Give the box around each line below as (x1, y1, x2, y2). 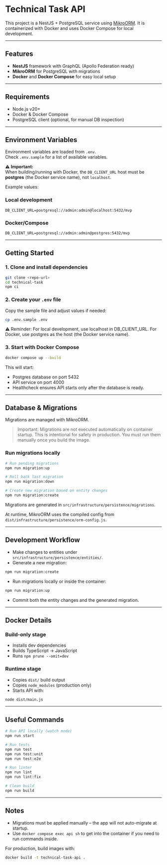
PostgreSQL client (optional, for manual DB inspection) (12, 116, 124, 123)
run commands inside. (12, 836, 58, 842)
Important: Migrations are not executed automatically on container (17, 426, 153, 432)
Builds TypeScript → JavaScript (12, 648, 78, 654)
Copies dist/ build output (12, 677, 66, 683)
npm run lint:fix (5, 774, 41, 780)
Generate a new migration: (12, 559, 67, 565)
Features (5, 50, 33, 58)
